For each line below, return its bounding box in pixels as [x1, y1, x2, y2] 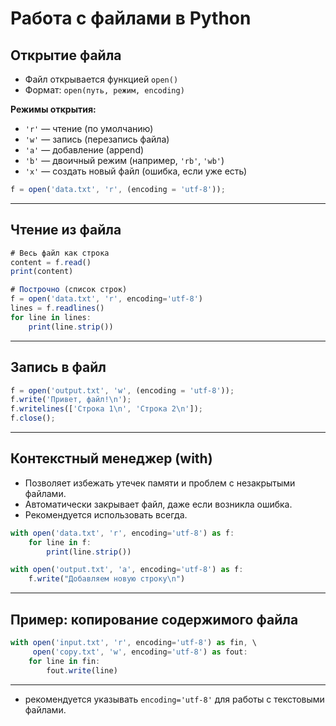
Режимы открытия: [10, 103, 97, 115]
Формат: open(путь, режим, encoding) [24, 84, 185, 96]
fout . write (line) [46, 665, 118, 676]
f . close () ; [10, 413, 56, 424]
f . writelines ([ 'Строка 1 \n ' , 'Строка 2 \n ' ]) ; [10, 404, 203, 414]
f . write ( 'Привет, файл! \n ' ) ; [10, 395, 132, 405]
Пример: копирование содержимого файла [10, 611, 299, 628]
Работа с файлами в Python [10, 7, 252, 30]
